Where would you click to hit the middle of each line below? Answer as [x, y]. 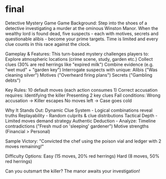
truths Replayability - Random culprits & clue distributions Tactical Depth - [81, 115]
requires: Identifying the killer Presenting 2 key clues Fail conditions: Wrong [83, 95]
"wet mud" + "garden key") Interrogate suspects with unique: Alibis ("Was [81, 70]
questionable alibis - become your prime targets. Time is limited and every [82, 39]
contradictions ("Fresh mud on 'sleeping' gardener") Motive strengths [77, 126]
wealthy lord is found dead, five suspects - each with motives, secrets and [82, 33]
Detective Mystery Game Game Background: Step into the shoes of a [76, 23]
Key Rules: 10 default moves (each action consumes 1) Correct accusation [81, 90]
